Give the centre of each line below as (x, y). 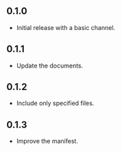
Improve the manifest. (47, 141)
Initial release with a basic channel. (66, 27)
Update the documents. (50, 65)
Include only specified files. (55, 103)
